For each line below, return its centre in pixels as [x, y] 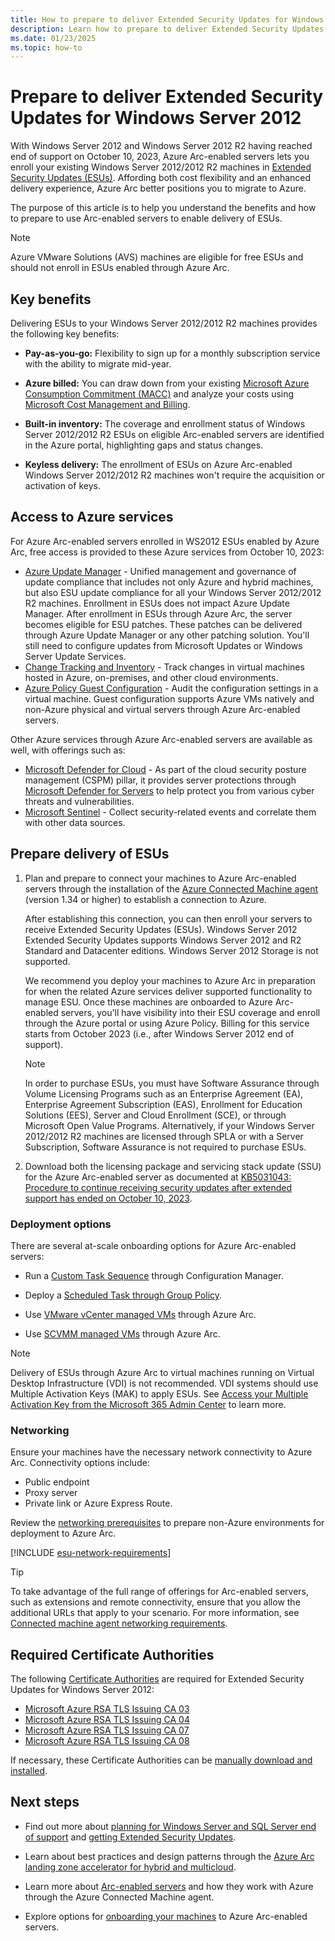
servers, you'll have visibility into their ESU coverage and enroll [190, 1012]
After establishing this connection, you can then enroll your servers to [168, 918]
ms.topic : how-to [46, 47]
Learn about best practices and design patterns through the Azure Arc [169, 1856]
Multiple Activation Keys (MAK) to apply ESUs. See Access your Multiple [159, 1393]
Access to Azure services [92, 517]
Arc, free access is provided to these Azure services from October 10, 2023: [167, 552]
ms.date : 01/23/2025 [53, 38]
